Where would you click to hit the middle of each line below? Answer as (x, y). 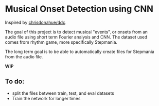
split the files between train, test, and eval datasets (63, 93)
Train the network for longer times (46, 98)
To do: (15, 81)
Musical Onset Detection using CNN (79, 9)
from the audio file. (24, 56)
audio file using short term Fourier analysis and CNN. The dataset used (76, 37)
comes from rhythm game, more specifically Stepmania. (61, 42)
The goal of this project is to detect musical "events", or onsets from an (76, 32)
